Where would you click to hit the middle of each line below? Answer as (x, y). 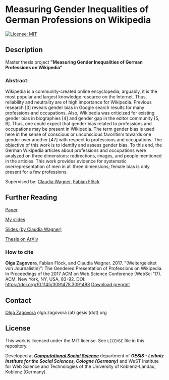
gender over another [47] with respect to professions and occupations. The (84, 140)
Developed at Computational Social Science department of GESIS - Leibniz (84, 356)
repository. (16, 346)
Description (24, 50)
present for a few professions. (37, 172)
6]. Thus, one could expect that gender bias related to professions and (79, 124)
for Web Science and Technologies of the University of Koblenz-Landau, (81, 366)
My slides (15, 219)
